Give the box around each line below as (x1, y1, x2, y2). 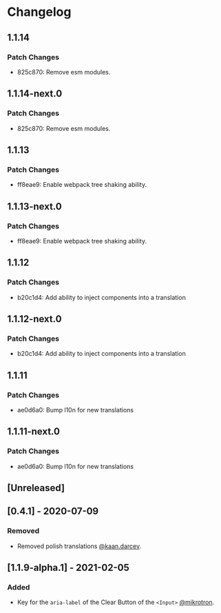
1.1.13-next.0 (7, 201, 62, 212)
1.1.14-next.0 (7, 88, 63, 100)
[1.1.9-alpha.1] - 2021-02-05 (7, 562, 129, 574)
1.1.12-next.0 (7, 313, 62, 325)
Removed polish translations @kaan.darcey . (17, 542, 142, 550)
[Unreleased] (7, 482, 65, 494)
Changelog (7, 4, 72, 20)
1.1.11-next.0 (7, 425, 61, 438)
